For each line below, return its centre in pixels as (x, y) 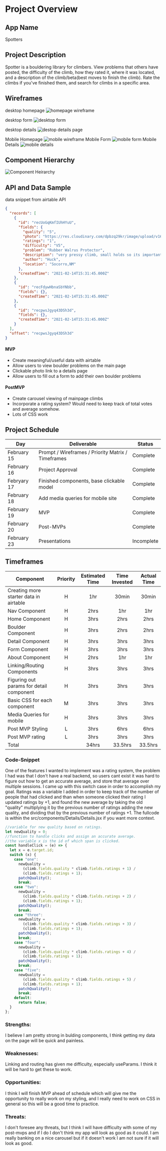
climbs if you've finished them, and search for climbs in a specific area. (78, 82)
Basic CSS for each (30, 700)
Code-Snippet (22, 760)
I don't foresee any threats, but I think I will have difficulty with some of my (81, 1128)
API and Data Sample (38, 187)
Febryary (18, 481)
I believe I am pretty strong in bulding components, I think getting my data (80, 1035)
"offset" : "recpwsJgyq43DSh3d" (42, 333)
